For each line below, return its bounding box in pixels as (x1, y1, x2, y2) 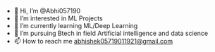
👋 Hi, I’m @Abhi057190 (13, 7, 81, 15)
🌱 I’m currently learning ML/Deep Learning (13, 22, 138, 30)
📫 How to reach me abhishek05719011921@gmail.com (13, 37, 173, 45)
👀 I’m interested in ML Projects (13, 14, 104, 22)
